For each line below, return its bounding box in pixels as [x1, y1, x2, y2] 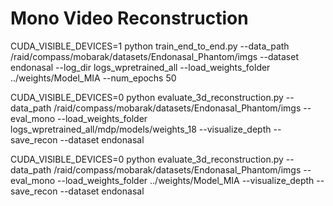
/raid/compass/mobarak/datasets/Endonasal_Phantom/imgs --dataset [10, 50, 300, 62]
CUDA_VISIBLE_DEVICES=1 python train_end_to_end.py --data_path [10, 40, 290, 52]
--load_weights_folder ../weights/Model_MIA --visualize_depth [57, 174, 315, 186]
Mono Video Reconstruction [10, 7, 249, 30]
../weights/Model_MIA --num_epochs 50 [10, 72, 177, 84]
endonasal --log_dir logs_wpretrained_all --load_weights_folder [10, 61, 271, 73]
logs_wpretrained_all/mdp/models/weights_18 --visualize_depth [10, 123, 272, 135]
